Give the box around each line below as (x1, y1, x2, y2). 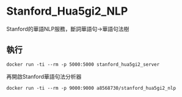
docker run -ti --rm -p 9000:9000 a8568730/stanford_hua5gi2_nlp (6, 85, 176, 91)
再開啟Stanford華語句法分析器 (6, 73, 82, 80)
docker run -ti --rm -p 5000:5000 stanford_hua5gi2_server (6, 61, 160, 68)
